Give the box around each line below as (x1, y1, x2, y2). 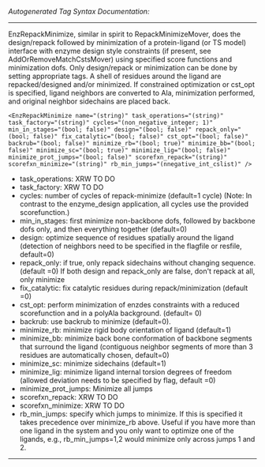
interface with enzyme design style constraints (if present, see (8, 47, 211, 55)
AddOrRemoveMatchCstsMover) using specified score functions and (8, 55, 233, 64)
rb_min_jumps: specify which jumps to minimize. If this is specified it (19, 409, 243, 418)
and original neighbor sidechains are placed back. (8, 96, 171, 106)
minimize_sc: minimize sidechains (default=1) (19, 359, 167, 368)
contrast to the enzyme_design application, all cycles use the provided (19, 199, 249, 209)
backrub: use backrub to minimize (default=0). (19, 317, 171, 326)
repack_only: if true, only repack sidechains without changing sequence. (19, 258, 256, 267)
